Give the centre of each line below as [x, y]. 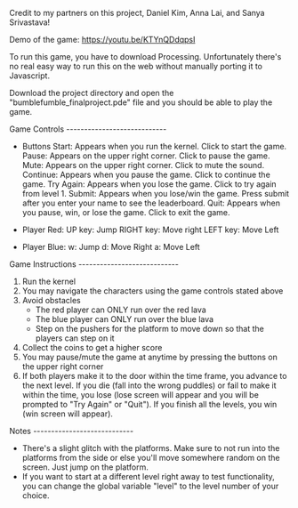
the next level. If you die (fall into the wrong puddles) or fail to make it [149, 385]
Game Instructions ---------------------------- [94, 264]
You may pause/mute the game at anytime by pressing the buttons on [149, 357]
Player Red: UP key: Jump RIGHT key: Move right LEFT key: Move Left [150, 230]
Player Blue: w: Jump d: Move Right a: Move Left [111, 247]
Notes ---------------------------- [72, 431]
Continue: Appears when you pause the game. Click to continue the [146, 174]
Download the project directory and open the [92, 93]
